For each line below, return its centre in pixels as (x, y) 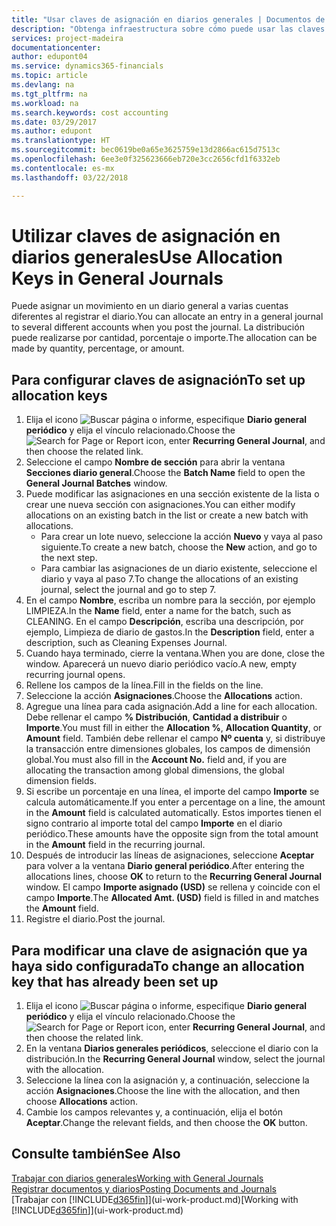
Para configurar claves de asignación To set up (158, 379)
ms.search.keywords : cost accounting (90, 112)
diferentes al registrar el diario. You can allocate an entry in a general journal (167, 317)
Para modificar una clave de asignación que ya (159, 950)
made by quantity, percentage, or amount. (98, 348)
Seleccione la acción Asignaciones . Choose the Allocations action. (164, 696)
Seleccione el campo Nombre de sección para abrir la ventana (155, 462)
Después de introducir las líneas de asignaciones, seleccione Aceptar (170, 855)
